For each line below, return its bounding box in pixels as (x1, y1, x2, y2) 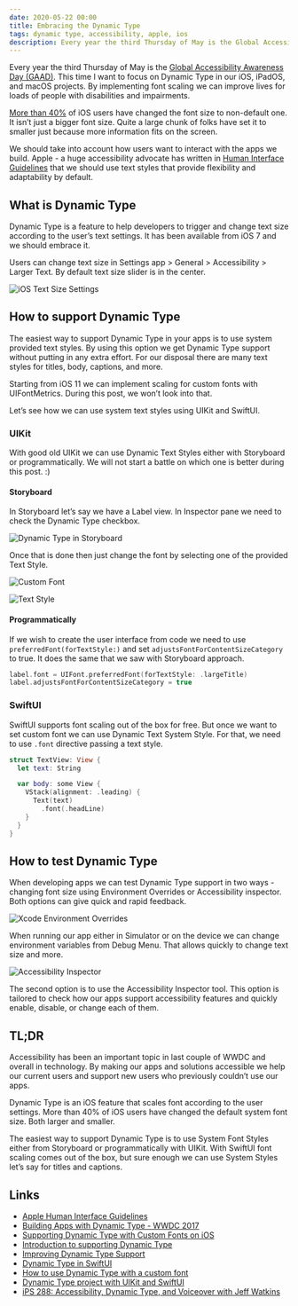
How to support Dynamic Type (9, 310, 181, 325)
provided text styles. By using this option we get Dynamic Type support (9, 342, 271, 353)
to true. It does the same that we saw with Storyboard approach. (9, 653, 245, 664)
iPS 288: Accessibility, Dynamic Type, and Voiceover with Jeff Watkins (21, 1286, 281, 1296)
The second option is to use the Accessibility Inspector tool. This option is (9, 984, 279, 995)
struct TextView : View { (9, 755, 101, 764)
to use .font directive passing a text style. (9, 738, 163, 749)
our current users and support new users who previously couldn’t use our (9, 1071, 278, 1082)
